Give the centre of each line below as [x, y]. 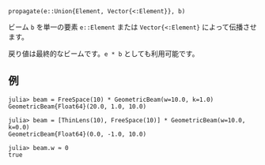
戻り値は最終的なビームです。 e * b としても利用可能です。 [104, 54]
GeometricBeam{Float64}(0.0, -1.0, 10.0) [78, 134]
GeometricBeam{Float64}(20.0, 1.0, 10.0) [78, 107]
